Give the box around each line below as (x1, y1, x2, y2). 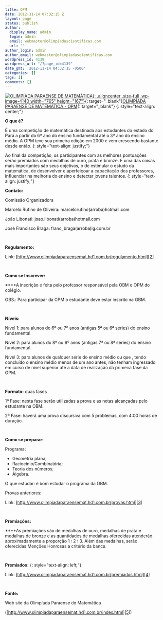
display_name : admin (9, 30, 51, 35)
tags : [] (5, 75, 23, 80)
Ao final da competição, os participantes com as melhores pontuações (5, 152, 147, 158)
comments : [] (5, 79, 32, 84)
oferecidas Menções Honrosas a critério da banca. (5, 543, 107, 549)
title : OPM (5, 7, 27, 12)
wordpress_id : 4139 (5, 57, 45, 62)
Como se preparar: (5, 436, 44, 442)
